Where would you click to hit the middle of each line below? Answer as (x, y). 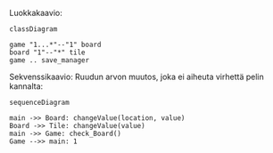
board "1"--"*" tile (48, 52)
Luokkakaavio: (36, 13)
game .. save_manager (50, 60)
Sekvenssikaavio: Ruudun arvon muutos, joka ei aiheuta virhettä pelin (137, 76)
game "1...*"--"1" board (55, 44)
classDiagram (33, 29)
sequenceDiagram (39, 102)
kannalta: (26, 86)
